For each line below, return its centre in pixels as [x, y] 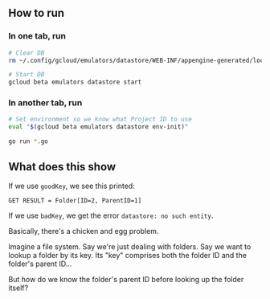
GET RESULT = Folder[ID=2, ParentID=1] [75, 200]
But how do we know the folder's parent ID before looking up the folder [126, 279]
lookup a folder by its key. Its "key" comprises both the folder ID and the [128, 255]
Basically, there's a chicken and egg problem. [84, 231]
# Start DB [27, 75]
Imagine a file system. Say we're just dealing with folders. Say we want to [130, 246]
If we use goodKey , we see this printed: [72, 186]
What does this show [62, 167]
